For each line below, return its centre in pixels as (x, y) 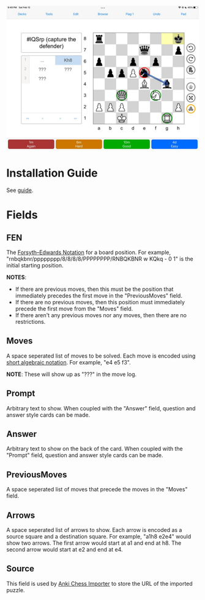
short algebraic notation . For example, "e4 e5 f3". (69, 362)
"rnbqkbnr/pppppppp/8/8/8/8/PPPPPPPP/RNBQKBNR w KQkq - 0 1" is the (100, 259)
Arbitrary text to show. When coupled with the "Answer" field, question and (101, 408)
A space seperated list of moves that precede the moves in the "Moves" (97, 490)
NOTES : (17, 277)
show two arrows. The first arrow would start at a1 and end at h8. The (94, 543)
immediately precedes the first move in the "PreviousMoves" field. (99, 295)
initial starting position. (35, 265)
